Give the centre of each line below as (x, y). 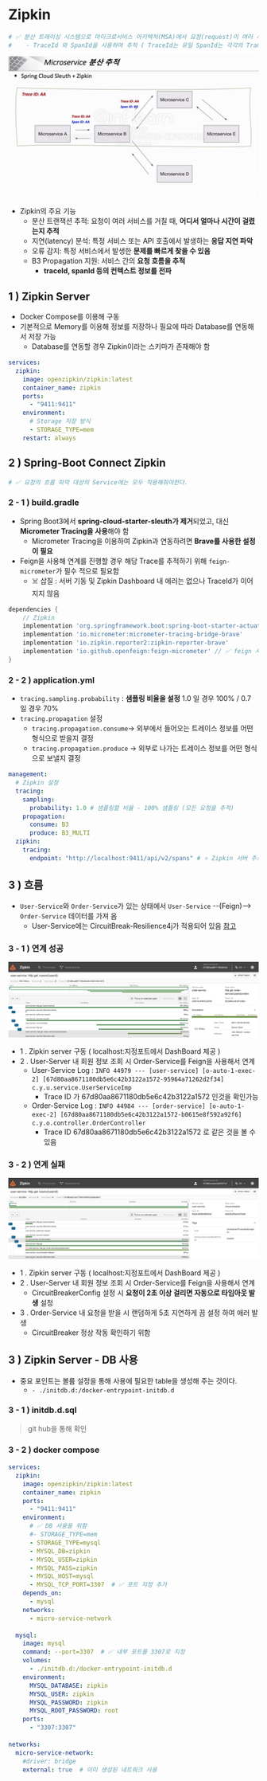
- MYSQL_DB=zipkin (60, 1551)
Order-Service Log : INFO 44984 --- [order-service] (118, 1106)
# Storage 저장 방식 (60, 421)
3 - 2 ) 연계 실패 (37, 1164)
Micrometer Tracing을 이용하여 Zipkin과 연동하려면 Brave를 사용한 (136, 541)
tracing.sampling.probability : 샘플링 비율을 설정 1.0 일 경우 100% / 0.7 (135, 699)
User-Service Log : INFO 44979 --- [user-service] (115, 1070)
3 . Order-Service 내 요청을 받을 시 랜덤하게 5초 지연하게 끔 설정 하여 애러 (135, 1313)
